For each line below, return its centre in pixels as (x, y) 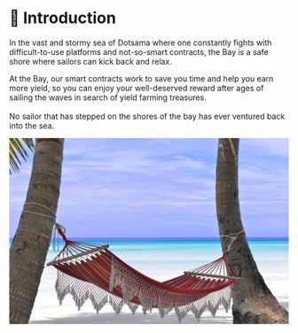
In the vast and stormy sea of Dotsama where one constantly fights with (141, 43)
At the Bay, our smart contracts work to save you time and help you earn (141, 78)
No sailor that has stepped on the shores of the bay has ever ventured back (147, 116)
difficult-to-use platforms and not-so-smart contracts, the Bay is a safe (139, 51)
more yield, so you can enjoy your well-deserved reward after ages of (137, 88)
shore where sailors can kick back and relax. (91, 61)
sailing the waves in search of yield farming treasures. (108, 97)
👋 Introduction (63, 18)
